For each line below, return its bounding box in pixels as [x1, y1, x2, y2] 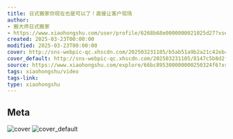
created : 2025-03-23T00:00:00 [7, 36, 95, 43]
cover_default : [7, 55, 51, 62]
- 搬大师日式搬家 [7, 23, 50, 30]
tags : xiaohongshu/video [7, 68, 79, 75]
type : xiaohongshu [7, 81, 60, 88]
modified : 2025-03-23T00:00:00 [7, 42, 98, 49]
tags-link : [7, 74, 39, 82]
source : [7, 62, 30, 68]
